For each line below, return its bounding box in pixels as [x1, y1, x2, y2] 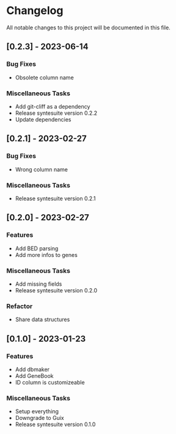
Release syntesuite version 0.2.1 [15, 195, 96, 202]
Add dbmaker [15, 366, 50, 373]
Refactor [6, 302, 33, 310]
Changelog [6, 4, 64, 18]
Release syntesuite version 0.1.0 [15, 421, 96, 428]
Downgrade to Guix [15, 414, 64, 422]
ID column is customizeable [15, 378, 85, 386]
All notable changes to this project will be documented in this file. [6, 24, 171, 31]
